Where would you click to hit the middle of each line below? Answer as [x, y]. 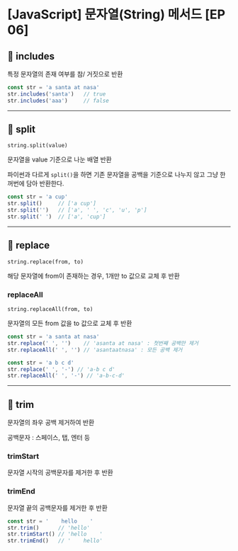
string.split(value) [38, 146]
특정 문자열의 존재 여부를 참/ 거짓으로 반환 [65, 74]
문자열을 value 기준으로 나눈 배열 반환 [59, 159]
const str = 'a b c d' [41, 363]
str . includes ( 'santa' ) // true [57, 94]
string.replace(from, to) [45, 262]
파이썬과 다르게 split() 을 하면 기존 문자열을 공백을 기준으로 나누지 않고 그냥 [113, 175]
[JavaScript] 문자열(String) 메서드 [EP [116, 15]
